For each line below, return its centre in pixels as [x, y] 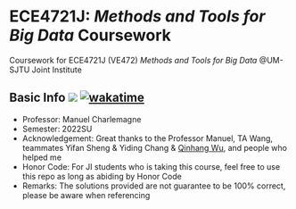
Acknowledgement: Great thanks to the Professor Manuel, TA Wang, [148, 138]
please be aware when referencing [86, 195]
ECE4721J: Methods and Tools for [137, 17]
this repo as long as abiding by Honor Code [102, 176]
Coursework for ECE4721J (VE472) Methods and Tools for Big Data [133, 60]
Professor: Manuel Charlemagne [82, 119]
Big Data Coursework [90, 35]
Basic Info [37, 98]
